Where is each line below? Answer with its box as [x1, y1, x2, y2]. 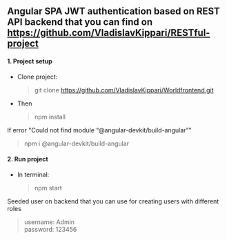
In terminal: [17, 170, 50, 179]
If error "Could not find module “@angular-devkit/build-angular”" [7, 126, 192, 134]
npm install [34, 112, 66, 121]
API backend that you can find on [7, 17, 153, 28]
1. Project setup [7, 57, 53, 65]
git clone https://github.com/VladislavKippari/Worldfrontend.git [34, 86, 214, 94]
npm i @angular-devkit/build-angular [23, 139, 130, 148]
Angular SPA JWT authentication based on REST [7, 6, 221, 17]
